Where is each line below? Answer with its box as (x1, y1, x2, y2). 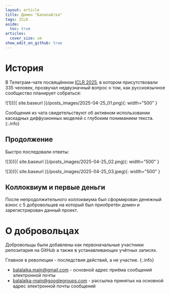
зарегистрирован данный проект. (5, 207, 78, 213)
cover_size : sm (10, 36, 42, 41)
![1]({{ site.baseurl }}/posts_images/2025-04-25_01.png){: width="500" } (5, 100, 158, 106)
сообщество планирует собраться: (5, 90, 81, 96)
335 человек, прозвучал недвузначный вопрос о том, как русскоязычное (5, 84, 165, 90)
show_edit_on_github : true (5, 41, 62, 46)
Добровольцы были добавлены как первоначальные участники (5, 242, 144, 248)
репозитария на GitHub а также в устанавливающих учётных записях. (5, 247, 158, 253)
